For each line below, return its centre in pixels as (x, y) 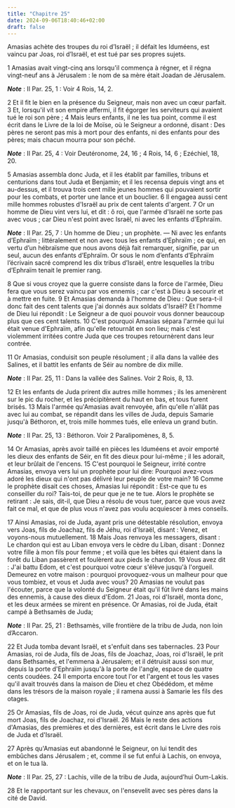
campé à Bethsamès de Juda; (50, 612)
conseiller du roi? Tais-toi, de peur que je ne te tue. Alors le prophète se (111, 494)
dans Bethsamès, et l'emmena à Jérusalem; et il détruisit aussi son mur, (111, 662)
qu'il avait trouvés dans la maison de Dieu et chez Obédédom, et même (110, 684)
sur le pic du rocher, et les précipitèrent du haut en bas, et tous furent (108, 399)
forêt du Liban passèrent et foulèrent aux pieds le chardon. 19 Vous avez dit (116, 560)
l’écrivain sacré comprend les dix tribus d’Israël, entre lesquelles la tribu (111, 263)
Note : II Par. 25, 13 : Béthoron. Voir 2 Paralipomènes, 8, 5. (91, 436)
